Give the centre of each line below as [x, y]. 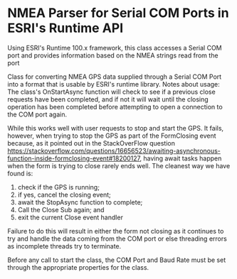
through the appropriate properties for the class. [78, 267]
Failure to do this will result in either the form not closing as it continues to [116, 231]
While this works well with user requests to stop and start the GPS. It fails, [116, 128]
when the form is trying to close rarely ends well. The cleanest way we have [119, 165]
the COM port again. [37, 114]
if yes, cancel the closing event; [64, 195]
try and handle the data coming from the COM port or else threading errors [117, 239]
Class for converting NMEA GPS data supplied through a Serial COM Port [115, 77]
